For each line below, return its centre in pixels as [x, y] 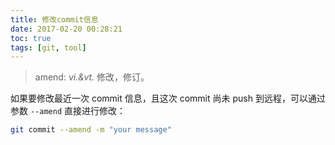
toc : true [31, 38]
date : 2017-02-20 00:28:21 [66, 29]
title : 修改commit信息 [54, 19]
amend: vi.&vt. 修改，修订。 [92, 77]
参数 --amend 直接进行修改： [68, 111]
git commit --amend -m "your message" [91, 130]
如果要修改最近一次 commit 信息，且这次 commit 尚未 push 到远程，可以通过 [168, 98]
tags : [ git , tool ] [48, 47]
